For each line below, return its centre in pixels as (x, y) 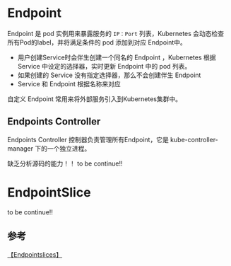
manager (20, 148)
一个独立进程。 (69, 148)
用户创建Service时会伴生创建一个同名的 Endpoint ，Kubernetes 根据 (117, 57)
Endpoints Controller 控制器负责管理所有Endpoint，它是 (88, 139)
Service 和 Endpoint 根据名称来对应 (69, 83)
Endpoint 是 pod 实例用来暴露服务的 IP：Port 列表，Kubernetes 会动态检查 (116, 33)
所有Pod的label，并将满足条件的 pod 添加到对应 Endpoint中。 (97, 42)
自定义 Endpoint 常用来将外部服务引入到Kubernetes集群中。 (95, 99)
